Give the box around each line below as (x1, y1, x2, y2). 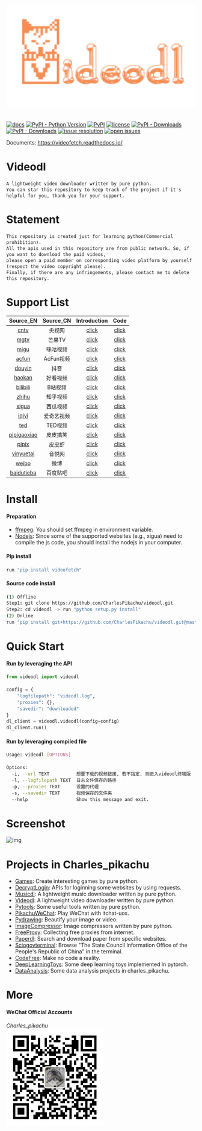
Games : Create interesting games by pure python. (14, 877, 139, 885)
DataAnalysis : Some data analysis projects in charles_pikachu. (14, 967, 170, 974)
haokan (14, 374, 33, 381)
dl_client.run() (6, 724, 47, 731)
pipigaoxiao (8, 431, 38, 438)
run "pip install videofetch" (6, 567, 82, 573)
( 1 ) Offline (6, 594, 36, 600)
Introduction (76, 317, 108, 325)
